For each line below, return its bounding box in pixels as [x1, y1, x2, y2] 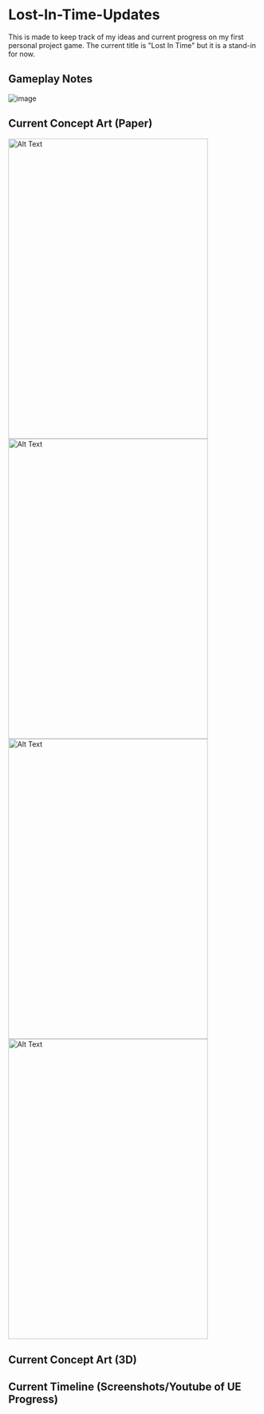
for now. [8, 49, 36, 58]
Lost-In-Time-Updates [8, 6, 160, 24]
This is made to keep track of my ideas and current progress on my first [8, 32, 244, 42]
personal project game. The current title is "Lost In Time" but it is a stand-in [8, 40, 257, 50]
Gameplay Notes [8, 72, 93, 86]
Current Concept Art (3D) [8, 1352, 137, 1366]
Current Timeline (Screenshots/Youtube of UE [8, 1380, 242, 1394]
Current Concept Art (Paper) [8, 117, 153, 130]
